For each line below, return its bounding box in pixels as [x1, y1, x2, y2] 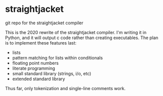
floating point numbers [12, 60, 59, 66]
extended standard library [12, 76, 65, 82]
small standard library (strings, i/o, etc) [12, 70, 91, 76]
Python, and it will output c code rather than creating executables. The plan [5, 35, 159, 41]
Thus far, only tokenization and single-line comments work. [5, 85, 126, 91]
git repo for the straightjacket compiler [5, 20, 83, 26]
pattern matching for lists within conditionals [12, 54, 103, 60]
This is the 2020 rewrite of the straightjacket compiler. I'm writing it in [5, 29, 147, 35]
